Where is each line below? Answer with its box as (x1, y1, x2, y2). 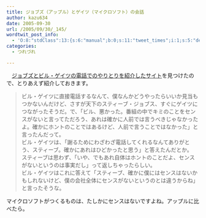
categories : (6, 43, 37, 50)
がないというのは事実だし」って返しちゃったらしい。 (21, 161, 156, 168)
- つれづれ (12, 49, 36, 55)
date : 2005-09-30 (6, 20, 51, 26)
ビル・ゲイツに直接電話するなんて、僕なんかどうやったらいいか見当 (21, 92, 193, 100)
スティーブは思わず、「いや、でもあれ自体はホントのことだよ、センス (21, 154, 195, 161)
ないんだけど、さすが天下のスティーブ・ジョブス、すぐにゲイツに (32, 100, 198, 107)
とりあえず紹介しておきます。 (17, 79, 92, 86)
